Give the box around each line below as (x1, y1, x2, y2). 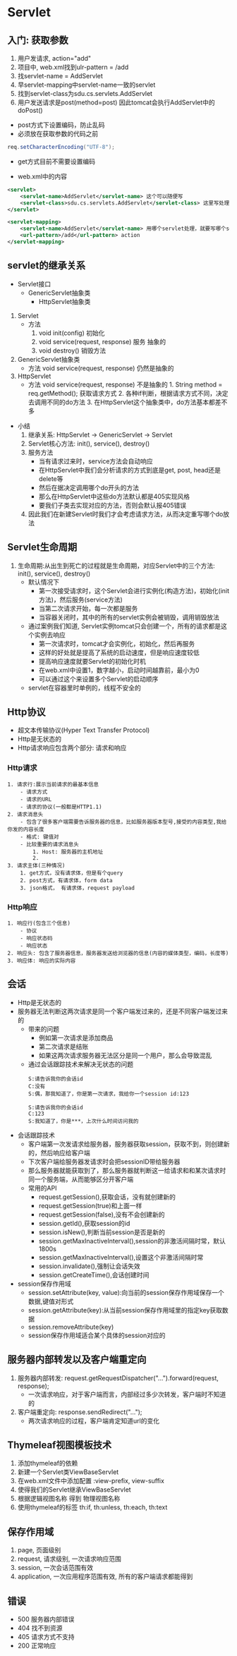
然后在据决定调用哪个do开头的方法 (38, 483, 140, 492)
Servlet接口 (17, 279, 51, 288)
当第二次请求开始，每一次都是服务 (38, 604, 138, 612)
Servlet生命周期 (7, 541, 78, 554)
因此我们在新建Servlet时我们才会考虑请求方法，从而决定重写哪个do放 (28, 509, 230, 518)
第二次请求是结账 (38, 1042, 89, 1051)
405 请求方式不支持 (17, 1632, 75, 1640)
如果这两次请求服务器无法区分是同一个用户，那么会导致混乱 (38, 1051, 212, 1059)
